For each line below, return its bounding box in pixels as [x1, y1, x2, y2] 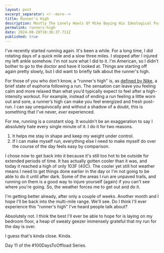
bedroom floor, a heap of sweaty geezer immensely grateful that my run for [5, 218, 157, 224]
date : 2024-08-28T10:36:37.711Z [5, 30, 71, 35]
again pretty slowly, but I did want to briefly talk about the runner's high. [5, 68, 150, 74]
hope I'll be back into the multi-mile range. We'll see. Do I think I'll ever [5, 198, 147, 204]
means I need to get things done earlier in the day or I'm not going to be [5, 168, 150, 174]
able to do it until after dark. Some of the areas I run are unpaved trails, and [5, 174, 156, 179]
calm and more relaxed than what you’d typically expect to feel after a [5, 88, 145, 94]
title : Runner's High [5, 16, 49, 21]
